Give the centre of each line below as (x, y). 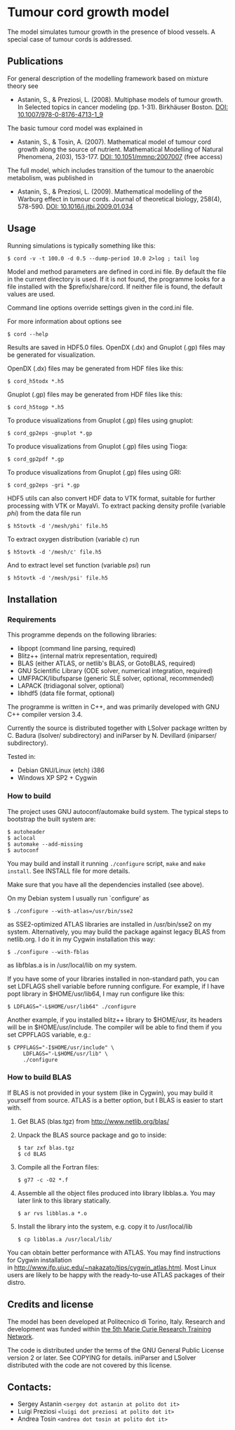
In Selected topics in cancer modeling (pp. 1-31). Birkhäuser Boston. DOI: (123, 107)
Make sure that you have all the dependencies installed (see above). (106, 884)
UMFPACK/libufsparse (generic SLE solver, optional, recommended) (116, 678)
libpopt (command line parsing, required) (76, 648)
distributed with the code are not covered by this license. (89, 1365)
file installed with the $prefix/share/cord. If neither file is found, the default (115, 287)
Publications (35, 62)
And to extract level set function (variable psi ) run (79, 565)
